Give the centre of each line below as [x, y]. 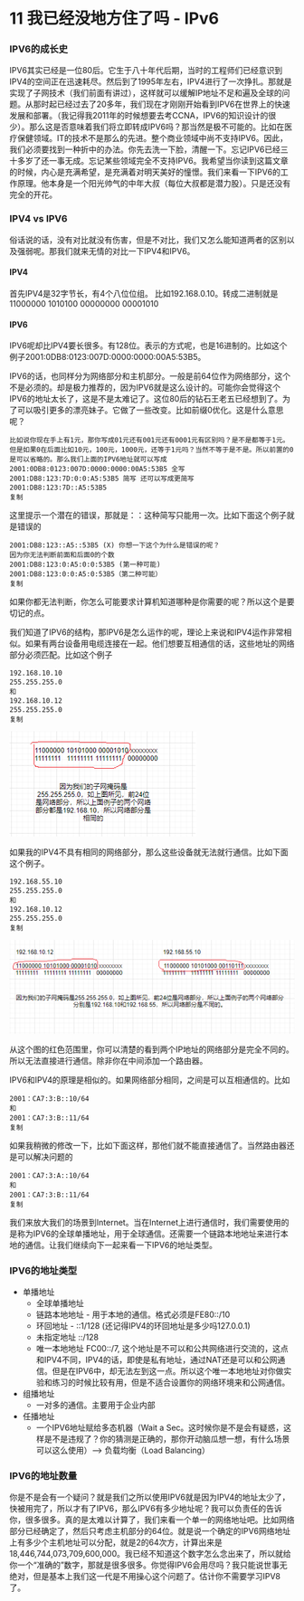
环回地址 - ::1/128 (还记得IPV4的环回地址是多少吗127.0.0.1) [143, 1326]
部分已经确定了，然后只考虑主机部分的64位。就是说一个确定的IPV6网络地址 [150, 1531]
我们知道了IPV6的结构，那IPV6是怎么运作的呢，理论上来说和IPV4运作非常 [147, 632]
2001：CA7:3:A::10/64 [49, 1175]
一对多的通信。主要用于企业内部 [95, 1405]
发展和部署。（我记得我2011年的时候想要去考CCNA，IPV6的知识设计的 [139, 116]
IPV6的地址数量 [43, 1476]
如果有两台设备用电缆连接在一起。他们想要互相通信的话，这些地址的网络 [160, 644]
